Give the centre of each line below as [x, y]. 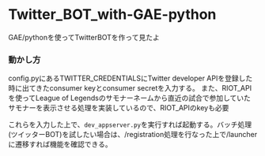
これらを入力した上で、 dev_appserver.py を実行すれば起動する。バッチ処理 [130, 124]
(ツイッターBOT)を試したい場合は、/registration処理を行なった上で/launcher [133, 135]
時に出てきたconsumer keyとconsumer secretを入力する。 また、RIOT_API [130, 88]
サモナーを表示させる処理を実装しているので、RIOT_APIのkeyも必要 [119, 108]
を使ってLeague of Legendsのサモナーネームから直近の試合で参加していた [130, 98]
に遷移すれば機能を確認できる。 [60, 144]
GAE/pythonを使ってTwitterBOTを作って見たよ [84, 37]
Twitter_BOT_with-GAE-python [112, 15]
